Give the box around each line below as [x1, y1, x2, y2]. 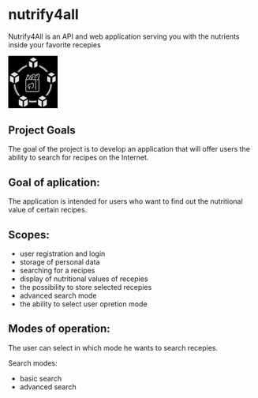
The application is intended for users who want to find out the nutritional [8, 197, 243, 206]
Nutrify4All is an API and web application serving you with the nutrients [8, 32, 240, 41]
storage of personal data [19, 257, 100, 267]
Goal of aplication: [8, 175, 100, 189]
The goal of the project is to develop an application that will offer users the [8, 145, 251, 154]
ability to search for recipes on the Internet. [8, 152, 149, 163]
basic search [19, 374, 62, 383]
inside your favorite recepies [8, 39, 101, 49]
